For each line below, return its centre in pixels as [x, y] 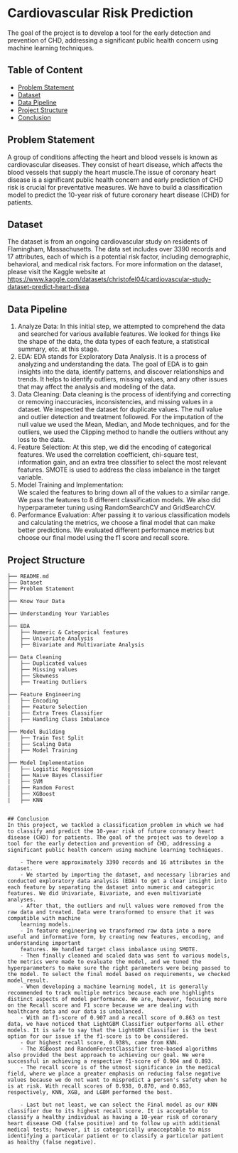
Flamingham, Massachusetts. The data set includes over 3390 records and [117, 249]
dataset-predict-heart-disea [48, 287]
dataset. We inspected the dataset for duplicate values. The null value [120, 409]
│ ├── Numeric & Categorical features [68, 632]
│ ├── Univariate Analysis [50, 639]
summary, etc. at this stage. [58, 349]
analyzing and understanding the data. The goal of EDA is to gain [113, 364]
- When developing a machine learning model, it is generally [114, 987]
